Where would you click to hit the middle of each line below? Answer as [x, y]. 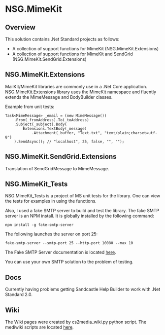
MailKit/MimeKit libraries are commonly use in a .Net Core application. [76, 86]
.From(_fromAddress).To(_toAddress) [52, 120]
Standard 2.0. [19, 295]
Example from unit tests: [30, 107]
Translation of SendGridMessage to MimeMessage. [57, 168]
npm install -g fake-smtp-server [39, 225]
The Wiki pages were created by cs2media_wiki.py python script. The [76, 322]
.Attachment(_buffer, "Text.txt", [67, 133]
